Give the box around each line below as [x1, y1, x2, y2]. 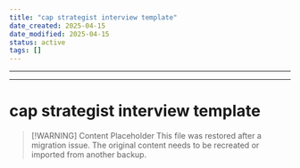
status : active [9, 37, 66, 47]
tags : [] [9, 46, 42, 55]
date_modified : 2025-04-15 [9, 29, 110, 38]
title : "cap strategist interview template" [9, 12, 178, 22]
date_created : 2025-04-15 [9, 21, 105, 30]
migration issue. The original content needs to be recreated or [30, 140, 260, 151]
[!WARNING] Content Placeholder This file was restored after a [30, 131, 262, 141]
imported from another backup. [30, 149, 147, 160]
